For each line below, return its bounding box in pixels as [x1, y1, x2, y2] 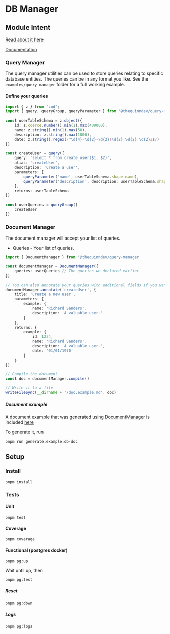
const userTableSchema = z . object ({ [5, 118, 82, 123]
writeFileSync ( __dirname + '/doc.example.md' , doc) [5, 390, 116, 395]
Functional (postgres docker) [5, 547, 68, 553]
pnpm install [5, 479, 33, 484]
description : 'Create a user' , [14, 165, 80, 170]
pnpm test [5, 514, 26, 520]
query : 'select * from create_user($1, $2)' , [14, 155, 112, 161]
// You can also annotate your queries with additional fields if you [5, 282, 157, 288]
